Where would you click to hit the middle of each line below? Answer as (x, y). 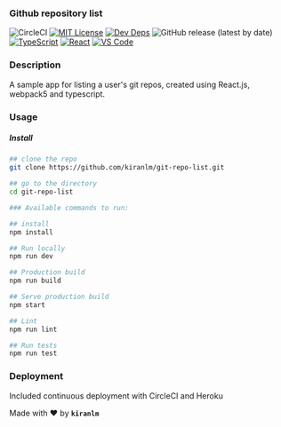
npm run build (36, 281)
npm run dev (31, 257)
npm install (31, 232)
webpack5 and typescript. (57, 94)
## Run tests (33, 345)
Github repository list (56, 13)
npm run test (33, 353)
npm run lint (33, 329)
